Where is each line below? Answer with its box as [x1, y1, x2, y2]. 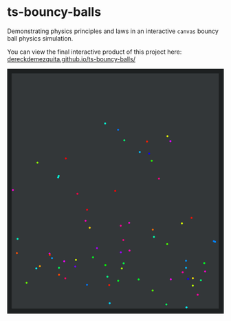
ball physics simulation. [7, 34, 74, 42]
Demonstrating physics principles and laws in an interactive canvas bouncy [7, 27, 219, 35]
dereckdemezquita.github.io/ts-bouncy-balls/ [7, 54, 136, 63]
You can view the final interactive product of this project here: [7, 48, 182, 56]
